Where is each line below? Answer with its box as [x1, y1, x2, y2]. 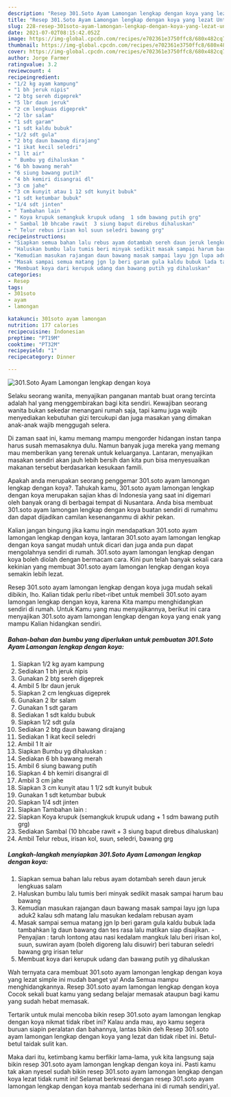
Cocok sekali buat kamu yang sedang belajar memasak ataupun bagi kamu [8, 989, 220, 998]
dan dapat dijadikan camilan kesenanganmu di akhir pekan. [8, 513, 175, 521]
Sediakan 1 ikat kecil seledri [17, 732, 96, 741]
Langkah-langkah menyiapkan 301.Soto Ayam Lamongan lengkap [8, 850, 202, 859]
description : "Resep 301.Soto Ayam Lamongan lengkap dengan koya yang [8, 10, 214, 17]
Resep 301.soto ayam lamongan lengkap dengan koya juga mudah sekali [8, 583, 213, 591]
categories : [8, 271, 42, 278]
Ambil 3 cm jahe [17, 776, 64, 785]
